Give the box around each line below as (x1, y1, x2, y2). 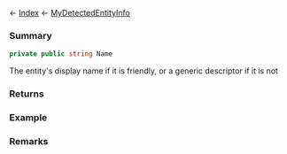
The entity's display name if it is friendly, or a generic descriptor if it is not (9, 65, 279, 76)
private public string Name (9, 50, 113, 58)
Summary (9, 29, 53, 42)
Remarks (9, 135, 49, 147)
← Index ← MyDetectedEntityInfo (9, 8, 130, 18)
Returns (9, 88, 44, 100)
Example (9, 112, 48, 124)
